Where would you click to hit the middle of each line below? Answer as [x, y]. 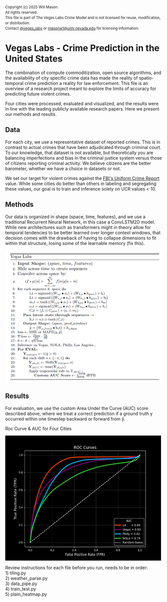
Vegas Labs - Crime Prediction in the [83, 48]
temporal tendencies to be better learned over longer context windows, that [83, 232]
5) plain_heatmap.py [26, 594]
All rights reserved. [21, 12]
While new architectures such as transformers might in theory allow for [78, 227]
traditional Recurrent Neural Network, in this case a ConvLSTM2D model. [80, 222]
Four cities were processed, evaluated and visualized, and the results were [82, 103]
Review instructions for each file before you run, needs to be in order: [77, 567]
